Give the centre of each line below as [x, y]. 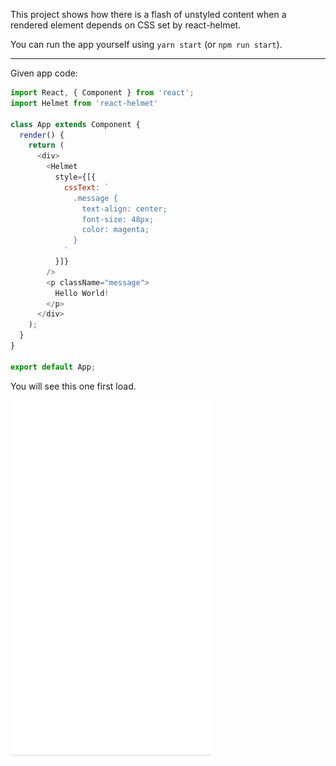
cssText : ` [86, 187]
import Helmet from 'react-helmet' [84, 103]
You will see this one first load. [73, 386]
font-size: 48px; [118, 219]
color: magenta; [115, 230]
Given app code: [44, 73]
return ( [46, 145]
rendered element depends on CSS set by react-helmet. [126, 25]
